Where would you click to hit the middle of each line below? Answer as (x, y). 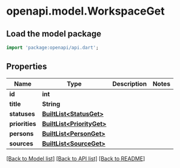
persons (22, 133)
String (51, 103)
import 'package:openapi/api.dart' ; (52, 47)
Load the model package (54, 34)
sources (21, 143)
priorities (23, 124)
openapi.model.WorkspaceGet (85, 11)
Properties (27, 67)
